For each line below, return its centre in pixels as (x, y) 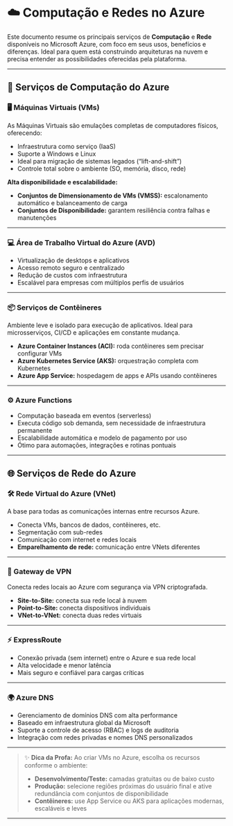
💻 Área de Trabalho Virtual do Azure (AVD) (81, 242)
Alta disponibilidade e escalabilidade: (62, 182)
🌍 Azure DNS (31, 697)
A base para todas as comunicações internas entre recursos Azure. (103, 511)
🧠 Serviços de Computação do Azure (88, 87)
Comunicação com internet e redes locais (77, 540)
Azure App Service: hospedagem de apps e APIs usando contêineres (117, 376)
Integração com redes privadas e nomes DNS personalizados (105, 738)
